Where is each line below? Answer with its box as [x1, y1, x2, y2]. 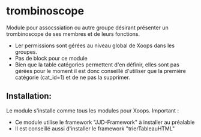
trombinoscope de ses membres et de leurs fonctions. [6, 30, 140, 37]
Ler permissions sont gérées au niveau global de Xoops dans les [14, 42, 175, 49]
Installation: [6, 91, 52, 101]
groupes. [14, 48, 38, 55]
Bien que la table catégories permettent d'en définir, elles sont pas [14, 61, 180, 68]
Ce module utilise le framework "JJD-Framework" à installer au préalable [14, 118, 195, 126]
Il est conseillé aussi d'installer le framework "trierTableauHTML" [14, 124, 175, 132]
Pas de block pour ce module [14, 54, 88, 62]
